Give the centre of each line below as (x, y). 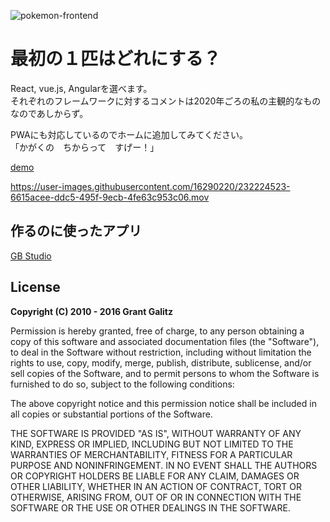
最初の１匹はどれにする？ (116, 59)
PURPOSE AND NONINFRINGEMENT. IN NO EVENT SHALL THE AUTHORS (164, 465)
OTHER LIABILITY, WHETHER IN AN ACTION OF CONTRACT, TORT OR (156, 486)
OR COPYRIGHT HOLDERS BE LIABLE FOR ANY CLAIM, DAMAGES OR (155, 476)
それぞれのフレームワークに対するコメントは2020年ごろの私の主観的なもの (166, 101)
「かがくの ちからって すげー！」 (85, 147)
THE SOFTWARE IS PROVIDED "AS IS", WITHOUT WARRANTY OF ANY (156, 433)
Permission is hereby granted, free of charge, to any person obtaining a (157, 331)
